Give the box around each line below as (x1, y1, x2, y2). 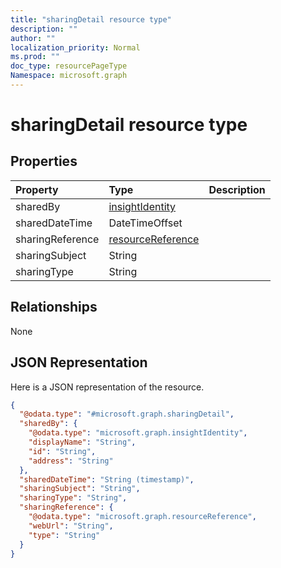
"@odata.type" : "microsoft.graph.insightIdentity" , (28, 428, 248, 438)
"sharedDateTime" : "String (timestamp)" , (19, 474, 195, 485)
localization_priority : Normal (10, 42, 141, 53)
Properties (10, 153, 78, 170)
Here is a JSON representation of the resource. (10, 381, 205, 393)
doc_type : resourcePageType (10, 61, 128, 71)
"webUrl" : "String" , (28, 521, 114, 531)
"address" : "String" (28, 456, 114, 466)
